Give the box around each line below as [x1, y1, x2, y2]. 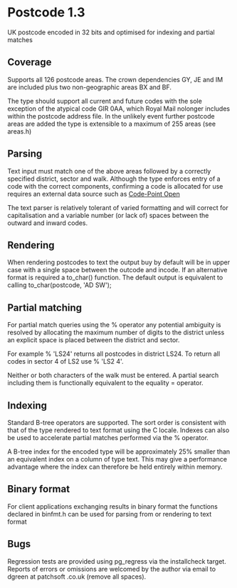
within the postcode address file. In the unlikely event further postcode [7, 111, 215, 120]
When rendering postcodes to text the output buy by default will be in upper [7, 258, 230, 266]
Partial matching [7, 302, 83, 314]
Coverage [7, 56, 52, 69]
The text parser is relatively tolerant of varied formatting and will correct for [7, 203, 229, 211]
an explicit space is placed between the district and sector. [7, 336, 180, 344]
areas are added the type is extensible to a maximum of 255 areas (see [7, 119, 216, 128]
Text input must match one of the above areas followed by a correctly [7, 166, 211, 175]
